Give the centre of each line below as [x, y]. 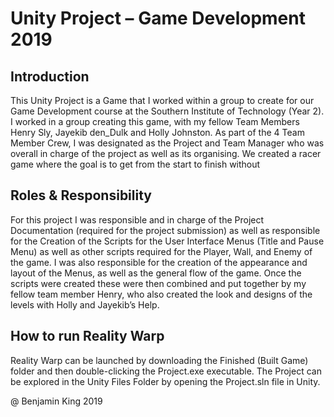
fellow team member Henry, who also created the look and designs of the [161, 294]
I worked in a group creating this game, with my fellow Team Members [155, 121]
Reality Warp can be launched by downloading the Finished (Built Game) [159, 360]
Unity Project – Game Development [158, 18]
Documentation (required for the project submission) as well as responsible [165, 230]
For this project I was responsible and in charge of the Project [137, 219]
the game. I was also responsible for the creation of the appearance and [159, 262]
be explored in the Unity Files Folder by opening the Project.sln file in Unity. [165, 381]
